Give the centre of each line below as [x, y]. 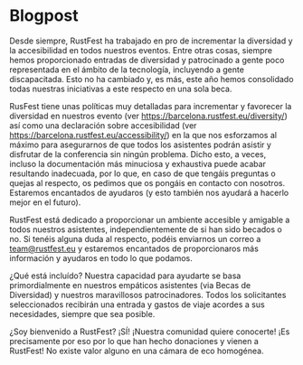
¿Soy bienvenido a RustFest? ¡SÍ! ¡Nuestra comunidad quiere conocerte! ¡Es [150, 332]
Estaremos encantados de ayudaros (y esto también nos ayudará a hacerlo [149, 192]
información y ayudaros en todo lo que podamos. [101, 257]
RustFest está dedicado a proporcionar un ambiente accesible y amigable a [150, 220]
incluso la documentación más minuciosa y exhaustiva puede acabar [138, 164]
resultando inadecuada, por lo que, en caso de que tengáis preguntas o [142, 173]
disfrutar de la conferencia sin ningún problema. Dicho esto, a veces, [138, 154]
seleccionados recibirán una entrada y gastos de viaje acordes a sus [137, 304]
